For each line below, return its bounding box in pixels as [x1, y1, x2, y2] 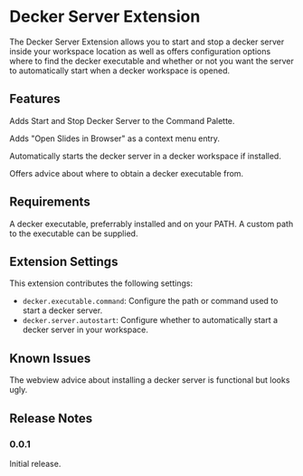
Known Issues [9, 350, 91, 366]
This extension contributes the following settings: [9, 278, 193, 289]
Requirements [9, 195, 90, 210]
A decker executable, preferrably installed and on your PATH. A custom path [9, 218, 294, 229]
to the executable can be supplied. [9, 228, 138, 239]
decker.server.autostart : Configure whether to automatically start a [22, 315, 279, 326]
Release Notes [9, 410, 93, 426]
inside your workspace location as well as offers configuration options [9, 45, 271, 56]
